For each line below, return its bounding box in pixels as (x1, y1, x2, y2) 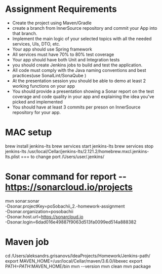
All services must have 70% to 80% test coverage (12, 51, 115, 57)
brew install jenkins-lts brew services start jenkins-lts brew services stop (5, 143, 154, 149)
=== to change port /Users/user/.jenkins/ (20, 154, 105, 160)
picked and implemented (12, 99, 63, 105)
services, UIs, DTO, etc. (12, 41, 61, 47)
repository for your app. (12, 109, 61, 115)
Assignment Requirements (5, 3, 117, 15)
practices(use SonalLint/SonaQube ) (12, 72, 86, 78)
